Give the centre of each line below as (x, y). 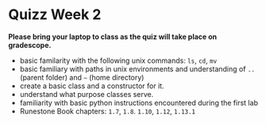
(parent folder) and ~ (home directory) (82, 77)
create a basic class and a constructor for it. (92, 86)
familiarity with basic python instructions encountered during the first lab (139, 103)
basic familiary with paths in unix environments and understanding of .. (137, 68)
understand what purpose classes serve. (87, 94)
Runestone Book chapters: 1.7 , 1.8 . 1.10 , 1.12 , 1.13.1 (108, 111)
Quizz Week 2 (55, 15)
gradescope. (30, 45)
